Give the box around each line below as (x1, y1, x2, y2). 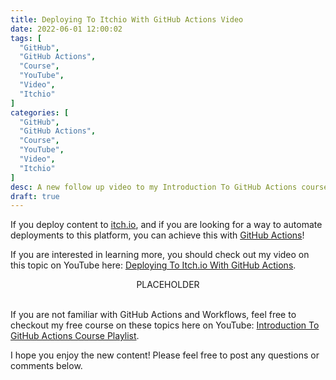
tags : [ (10, 33, 43, 43)
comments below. (10, 360, 83, 372)
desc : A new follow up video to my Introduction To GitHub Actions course (10, 182, 329, 192)
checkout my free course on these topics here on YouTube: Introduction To (10, 319, 320, 331)
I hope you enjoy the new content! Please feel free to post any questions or (10, 349, 320, 361)
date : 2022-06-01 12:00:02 (10, 24, 123, 34)
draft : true (10, 191, 60, 201)
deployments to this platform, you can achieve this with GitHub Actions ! (10, 229, 305, 241)
